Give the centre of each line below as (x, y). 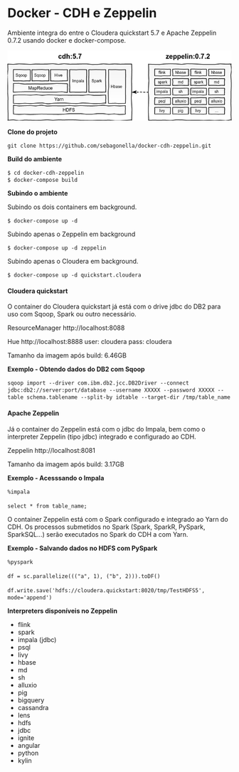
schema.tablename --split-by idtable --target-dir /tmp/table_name (128, 397)
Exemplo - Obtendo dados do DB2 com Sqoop (76, 369)
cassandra (33, 707)
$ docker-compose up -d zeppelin (57, 248)
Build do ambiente (35, 159)
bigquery (31, 700)
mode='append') (30, 597)
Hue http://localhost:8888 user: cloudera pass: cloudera (90, 342)
